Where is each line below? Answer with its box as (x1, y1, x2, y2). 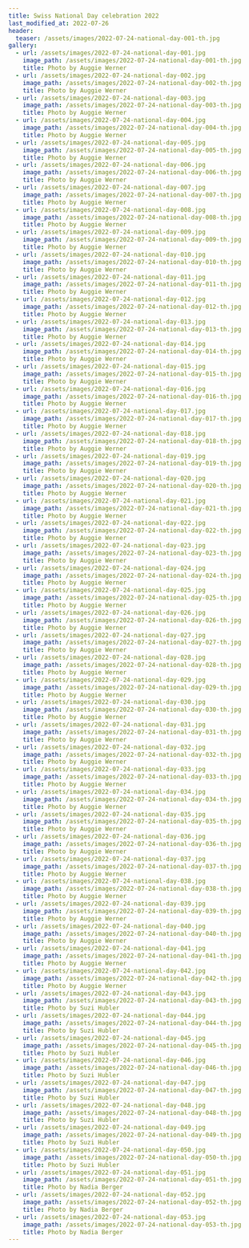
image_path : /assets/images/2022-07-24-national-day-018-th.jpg (22, 437, 242, 445)
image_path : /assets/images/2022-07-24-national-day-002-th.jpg (22, 79, 242, 87)
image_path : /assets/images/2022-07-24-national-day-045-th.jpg (22, 1041, 242, 1050)
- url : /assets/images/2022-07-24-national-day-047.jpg (15, 1079, 206, 1087)
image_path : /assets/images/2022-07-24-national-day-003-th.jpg (22, 101, 242, 109)
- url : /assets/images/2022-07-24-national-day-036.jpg (15, 832, 206, 841)
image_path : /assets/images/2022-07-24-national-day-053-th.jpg (22, 1221, 242, 1229)
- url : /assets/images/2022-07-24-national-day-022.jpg (15, 519, 206, 527)
